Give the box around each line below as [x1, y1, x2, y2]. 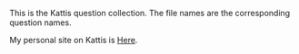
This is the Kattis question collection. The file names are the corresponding [9, 8, 291, 18]
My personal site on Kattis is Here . [9, 35, 138, 45]
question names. [9, 17, 72, 28]
